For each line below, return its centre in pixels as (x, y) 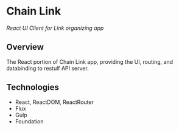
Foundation (29, 121)
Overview (25, 47)
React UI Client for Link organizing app (55, 28)
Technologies (33, 87)
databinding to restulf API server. (48, 68)
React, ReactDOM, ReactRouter (54, 102)
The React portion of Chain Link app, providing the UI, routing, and (90, 61)
